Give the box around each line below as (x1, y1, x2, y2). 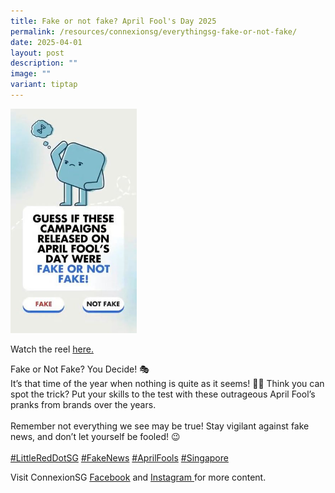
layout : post (10, 48, 65, 58)
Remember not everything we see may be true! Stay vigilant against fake (10, 420, 310, 432)
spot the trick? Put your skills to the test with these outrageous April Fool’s (10, 388, 316, 400)
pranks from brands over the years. (10, 399, 157, 411)
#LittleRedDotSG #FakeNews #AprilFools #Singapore (10, 452, 229, 464)
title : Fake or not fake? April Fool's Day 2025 (10, 16, 217, 26)
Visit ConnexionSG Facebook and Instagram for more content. (10, 471, 267, 484)
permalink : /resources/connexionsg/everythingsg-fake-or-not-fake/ (10, 26, 298, 37)
